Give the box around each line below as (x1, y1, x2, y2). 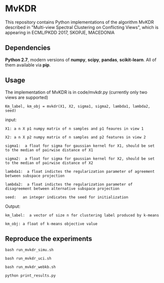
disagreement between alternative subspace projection (5, 186, 120, 191)
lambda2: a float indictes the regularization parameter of (5, 182, 133, 187)
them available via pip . (5, 62, 51, 68)
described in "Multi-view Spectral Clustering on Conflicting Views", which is (5, 24, 159, 30)
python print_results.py (5, 273, 56, 278)
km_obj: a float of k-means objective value (5, 221, 98, 226)
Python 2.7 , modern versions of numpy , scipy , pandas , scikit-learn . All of (5, 57, 157, 63)
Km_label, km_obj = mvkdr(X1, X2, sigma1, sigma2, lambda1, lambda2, (5, 104, 151, 109)
